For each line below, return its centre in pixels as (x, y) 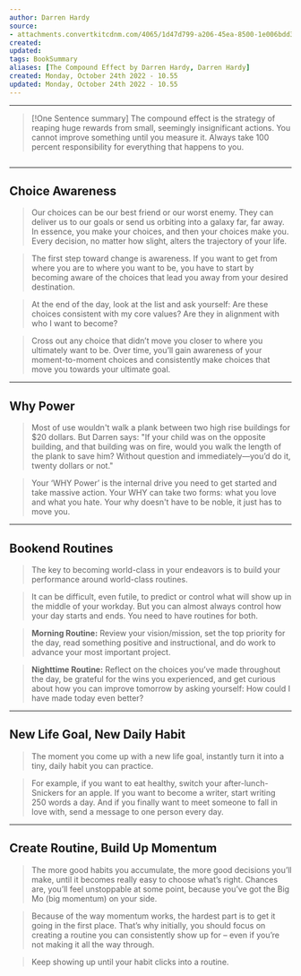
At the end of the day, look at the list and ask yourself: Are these (150, 305)
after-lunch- (246, 783)
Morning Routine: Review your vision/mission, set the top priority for (158, 634)
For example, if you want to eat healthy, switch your (126, 783)
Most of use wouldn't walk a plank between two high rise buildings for (161, 428)
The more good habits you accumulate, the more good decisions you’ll (161, 869)
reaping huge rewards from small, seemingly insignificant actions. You (161, 127)
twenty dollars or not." (72, 466)
